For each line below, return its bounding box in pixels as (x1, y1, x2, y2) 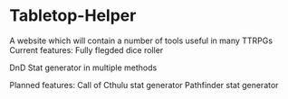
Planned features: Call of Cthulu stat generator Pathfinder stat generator (9, 79, 279, 90)
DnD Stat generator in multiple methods (9, 62, 158, 73)
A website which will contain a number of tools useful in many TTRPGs (9, 35, 274, 46)
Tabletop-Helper (9, 5, 137, 26)
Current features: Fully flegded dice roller (9, 44, 164, 55)
